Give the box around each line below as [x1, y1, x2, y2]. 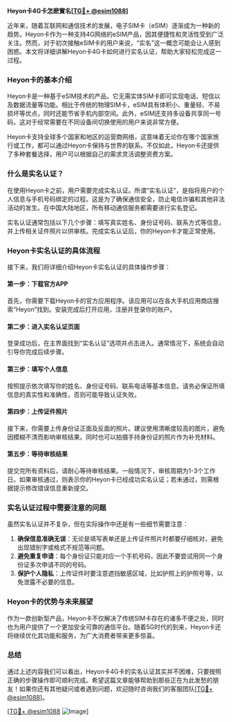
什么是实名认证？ [7, 169, 64, 179]
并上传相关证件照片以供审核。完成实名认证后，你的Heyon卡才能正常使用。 [7, 226, 220, 235]
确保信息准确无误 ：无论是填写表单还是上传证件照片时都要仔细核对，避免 [17, 534, 223, 543]
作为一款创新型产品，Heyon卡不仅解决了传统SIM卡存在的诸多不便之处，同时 [7, 614, 224, 622]
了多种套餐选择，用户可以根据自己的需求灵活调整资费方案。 [7, 150, 177, 159]
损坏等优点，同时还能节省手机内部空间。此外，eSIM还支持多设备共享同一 [7, 109, 215, 118]
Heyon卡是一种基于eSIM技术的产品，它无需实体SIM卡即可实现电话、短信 [7, 92, 215, 100]
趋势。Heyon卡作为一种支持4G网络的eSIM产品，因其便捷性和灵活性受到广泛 [7, 30, 224, 38]
